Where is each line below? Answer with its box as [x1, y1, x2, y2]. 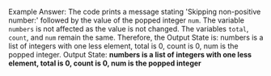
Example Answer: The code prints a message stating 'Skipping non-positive [8, 7, 261, 16]
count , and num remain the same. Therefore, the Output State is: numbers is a [8, 32, 264, 42]
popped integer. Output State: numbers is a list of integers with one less [8, 50, 252, 59]
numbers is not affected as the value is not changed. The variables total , [8, 24, 249, 33]
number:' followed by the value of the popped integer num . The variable [8, 15, 245, 25]
